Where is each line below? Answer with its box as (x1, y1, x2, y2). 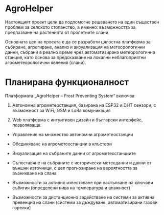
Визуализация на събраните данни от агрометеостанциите (12, 150, 136, 156)
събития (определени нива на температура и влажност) (12, 185, 131, 191)
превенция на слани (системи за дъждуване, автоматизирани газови (12, 199, 158, 205)
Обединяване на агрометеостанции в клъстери (12, 141, 112, 147)
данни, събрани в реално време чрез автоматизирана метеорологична (5, 49, 155, 55)
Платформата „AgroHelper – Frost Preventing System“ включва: (5, 93, 136, 98)
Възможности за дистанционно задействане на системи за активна (12, 194, 155, 200)
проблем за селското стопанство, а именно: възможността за (5, 24, 136, 30)
